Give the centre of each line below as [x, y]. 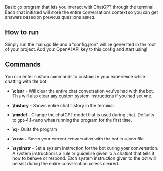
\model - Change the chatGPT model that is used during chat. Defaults [83, 115]
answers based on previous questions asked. [50, 17]
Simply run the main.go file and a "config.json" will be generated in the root [81, 44]
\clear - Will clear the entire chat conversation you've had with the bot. [83, 91]
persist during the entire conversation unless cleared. [65, 163]
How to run [22, 33]
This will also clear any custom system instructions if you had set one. [82, 96]
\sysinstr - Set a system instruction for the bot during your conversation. [85, 148]
